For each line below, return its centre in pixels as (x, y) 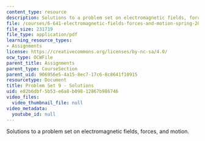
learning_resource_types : (39, 40)
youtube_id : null (34, 114)
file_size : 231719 (30, 29)
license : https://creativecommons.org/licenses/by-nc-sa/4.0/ (87, 52)
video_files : (23, 97)
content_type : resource (37, 12)
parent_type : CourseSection (42, 69)
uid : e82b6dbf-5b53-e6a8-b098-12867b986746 (63, 92)
